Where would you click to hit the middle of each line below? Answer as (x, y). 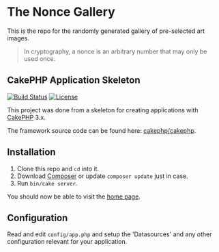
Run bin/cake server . (47, 183)
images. (18, 38)
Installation (31, 152)
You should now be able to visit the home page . (74, 197)
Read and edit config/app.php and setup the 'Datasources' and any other (109, 234)
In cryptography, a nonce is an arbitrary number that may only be (115, 51)
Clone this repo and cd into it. (58, 168)
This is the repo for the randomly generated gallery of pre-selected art (106, 31)
